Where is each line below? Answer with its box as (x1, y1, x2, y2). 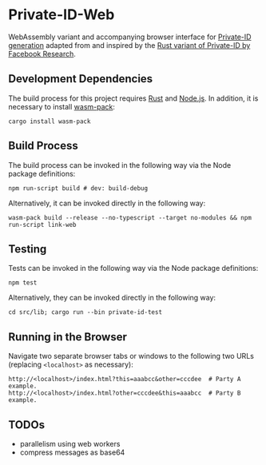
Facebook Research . (8, 49, 76, 58)
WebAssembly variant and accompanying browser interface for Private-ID (8, 32, 252, 42)
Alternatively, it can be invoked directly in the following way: (8, 198, 206, 208)
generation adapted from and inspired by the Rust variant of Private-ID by (8, 40, 251, 50)
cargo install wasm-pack (8, 117, 91, 125)
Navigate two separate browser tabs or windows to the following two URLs (8, 352, 254, 361)
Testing (8, 242, 47, 256)
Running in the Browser (8, 330, 128, 344)
